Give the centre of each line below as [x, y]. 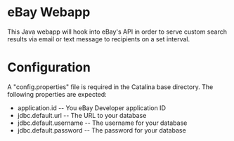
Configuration [49, 68]
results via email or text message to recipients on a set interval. [99, 39]
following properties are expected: [57, 94]
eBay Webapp [49, 12]
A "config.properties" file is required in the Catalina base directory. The [110, 87]
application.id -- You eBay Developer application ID [92, 108]
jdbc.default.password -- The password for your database [102, 130]
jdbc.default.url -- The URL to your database [82, 115]
